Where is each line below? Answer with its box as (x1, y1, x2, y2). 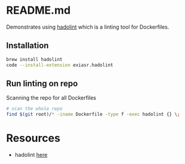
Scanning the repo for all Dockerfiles (6, 94, 97, 101)
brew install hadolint (6, 56, 63, 63)
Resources (6, 132, 61, 145)
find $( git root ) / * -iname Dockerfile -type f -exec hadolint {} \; (6, 112, 180, 117)
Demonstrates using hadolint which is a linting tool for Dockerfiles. (6, 23, 169, 30)
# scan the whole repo (6, 106, 63, 112)
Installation (6, 41, 49, 51)
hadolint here (14, 151, 48, 158)
